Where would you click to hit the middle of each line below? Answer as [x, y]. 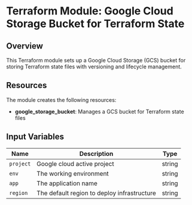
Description [96, 153]
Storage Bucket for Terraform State [95, 24]
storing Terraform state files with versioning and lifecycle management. [94, 67]
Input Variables [35, 137]
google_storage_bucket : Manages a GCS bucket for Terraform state [99, 111]
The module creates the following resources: [61, 100]
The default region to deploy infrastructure [97, 193]
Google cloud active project [76, 164]
